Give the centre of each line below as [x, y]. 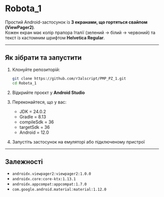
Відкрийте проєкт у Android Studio [49, 92]
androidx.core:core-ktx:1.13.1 [44, 179]
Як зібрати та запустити [43, 58]
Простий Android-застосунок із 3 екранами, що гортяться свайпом [76, 22]
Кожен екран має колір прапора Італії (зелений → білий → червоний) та [80, 32]
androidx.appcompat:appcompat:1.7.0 [49, 184]
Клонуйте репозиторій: [36, 70]
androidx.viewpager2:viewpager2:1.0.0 [51, 174]
